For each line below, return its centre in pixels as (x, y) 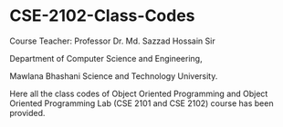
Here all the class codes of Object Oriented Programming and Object (139, 93)
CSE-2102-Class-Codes (102, 16)
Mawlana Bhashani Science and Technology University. (114, 76)
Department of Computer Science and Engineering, (106, 58)
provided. (27, 112)
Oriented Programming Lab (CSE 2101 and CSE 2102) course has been (141, 103)
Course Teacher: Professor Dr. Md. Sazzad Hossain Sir (113, 41)
